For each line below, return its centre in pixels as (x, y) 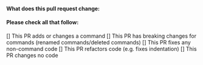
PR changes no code (33, 55)
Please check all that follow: (43, 22)
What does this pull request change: (53, 9)
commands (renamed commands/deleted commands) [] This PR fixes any (99, 42)
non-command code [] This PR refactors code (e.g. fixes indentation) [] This (101, 49)
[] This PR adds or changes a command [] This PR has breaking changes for (101, 36)
